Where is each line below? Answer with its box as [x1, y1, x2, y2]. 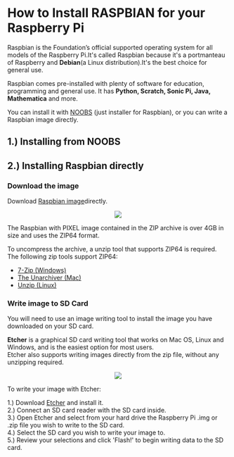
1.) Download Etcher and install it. [7, 399, 104, 407]
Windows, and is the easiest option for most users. [7, 343, 155, 351]
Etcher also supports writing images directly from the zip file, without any [7, 351, 219, 359]
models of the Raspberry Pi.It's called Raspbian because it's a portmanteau [7, 51, 226, 59]
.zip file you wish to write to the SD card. [7, 421, 125, 430]
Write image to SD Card [7, 298, 89, 308]
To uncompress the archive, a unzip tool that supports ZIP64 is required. [7, 245, 217, 253]
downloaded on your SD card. [7, 322, 94, 330]
